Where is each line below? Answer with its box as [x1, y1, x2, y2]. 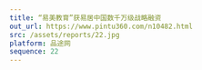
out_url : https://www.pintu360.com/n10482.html [9, 22, 194, 31]
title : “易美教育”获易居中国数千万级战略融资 [9, 13, 162, 23]
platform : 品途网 [9, 38, 71, 48]
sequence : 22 [9, 47, 59, 56]
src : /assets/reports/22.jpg [9, 30, 120, 39]
